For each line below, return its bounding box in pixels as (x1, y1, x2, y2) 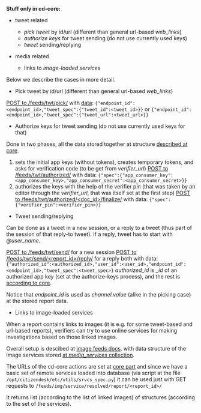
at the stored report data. (6, 297, 68, 304)
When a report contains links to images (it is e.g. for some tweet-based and (6, 321, 193, 328)
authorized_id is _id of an (115, 267, 178, 274)
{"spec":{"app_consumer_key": (98, 172, 174, 178)
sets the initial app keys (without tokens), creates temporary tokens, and (14, 158, 194, 166)
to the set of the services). (6, 400, 72, 407)
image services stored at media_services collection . (6, 351, 135, 358)
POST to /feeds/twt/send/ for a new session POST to (6, 249, 137, 256)
